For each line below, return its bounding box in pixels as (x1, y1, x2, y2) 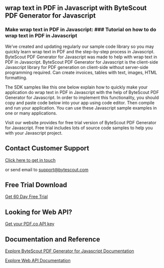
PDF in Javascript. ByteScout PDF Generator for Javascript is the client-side (5, 59, 159, 65)
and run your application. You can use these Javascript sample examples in (5, 105, 157, 111)
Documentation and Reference (5, 235, 100, 244)
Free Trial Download (5, 180, 67, 189)
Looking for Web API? (5, 208, 72, 216)
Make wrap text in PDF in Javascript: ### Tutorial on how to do (5, 26, 157, 33)
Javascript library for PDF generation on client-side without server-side (5, 64, 149, 70)
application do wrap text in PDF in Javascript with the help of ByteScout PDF (5, 89, 159, 95)
